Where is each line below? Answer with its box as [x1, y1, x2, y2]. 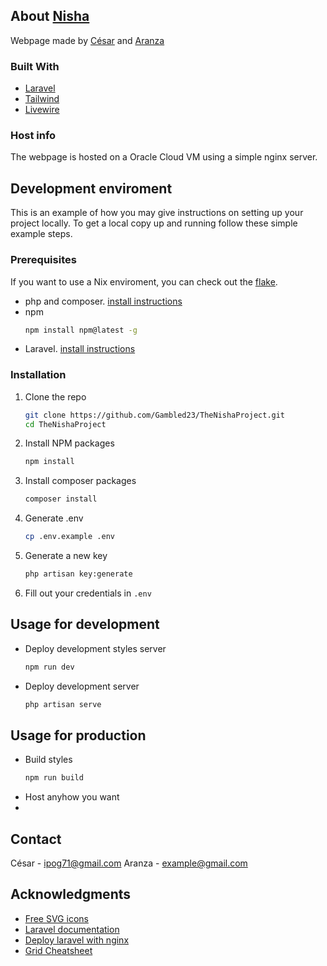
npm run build [24, 773, 84, 783]
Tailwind [24, 93, 60, 105]
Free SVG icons [24, 912, 89, 924]
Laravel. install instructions [24, 343, 136, 355]
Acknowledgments [10, 886, 132, 903]
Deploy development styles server [24, 642, 167, 654]
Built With [10, 59, 60, 73]
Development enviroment [10, 180, 173, 197]
